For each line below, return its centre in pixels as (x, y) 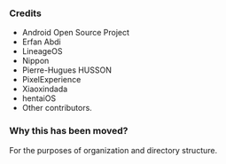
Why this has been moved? (69, 131)
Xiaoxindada (45, 89)
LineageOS (42, 51)
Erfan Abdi (41, 42)
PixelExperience (51, 80)
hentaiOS (39, 98)
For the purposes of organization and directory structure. (113, 150)
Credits (25, 13)
